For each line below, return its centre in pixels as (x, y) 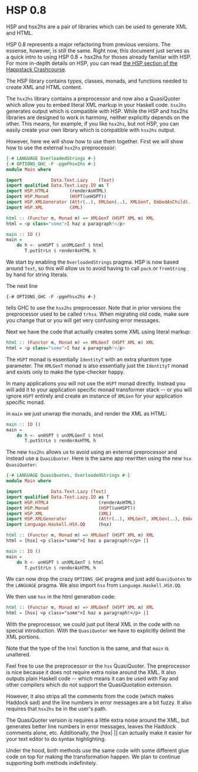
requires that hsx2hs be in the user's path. (57, 709)
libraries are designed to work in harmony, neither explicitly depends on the (98, 117)
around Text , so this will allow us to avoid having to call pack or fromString (96, 269)
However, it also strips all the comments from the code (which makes (90, 696)
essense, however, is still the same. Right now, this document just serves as (98, 50)
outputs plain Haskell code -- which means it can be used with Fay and (92, 679)
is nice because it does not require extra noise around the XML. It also (91, 672)
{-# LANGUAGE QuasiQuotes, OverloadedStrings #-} (68, 476)
